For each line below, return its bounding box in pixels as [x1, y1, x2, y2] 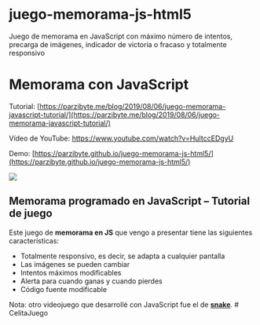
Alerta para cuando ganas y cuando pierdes [20, 276, 163, 286]
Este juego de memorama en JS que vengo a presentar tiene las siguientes [9, 228, 253, 237]
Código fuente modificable [20, 284, 108, 294]
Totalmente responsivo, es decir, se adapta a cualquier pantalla [20, 251, 225, 261]
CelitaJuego [9, 308, 49, 317]
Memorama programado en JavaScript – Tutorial [9, 195, 251, 208]
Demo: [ [9, 148, 35, 158]
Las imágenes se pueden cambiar [20, 259, 130, 268]
